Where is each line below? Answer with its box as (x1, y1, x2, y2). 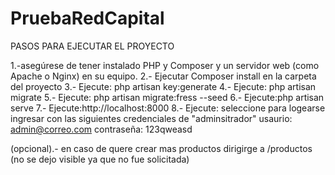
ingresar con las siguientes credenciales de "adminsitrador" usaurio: (10, 112, 293, 124)
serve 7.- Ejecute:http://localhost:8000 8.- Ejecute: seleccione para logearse (10, 102, 326, 114)
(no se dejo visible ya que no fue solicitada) (10, 153, 190, 165)
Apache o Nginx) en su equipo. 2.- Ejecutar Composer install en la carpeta (10, 70, 317, 82)
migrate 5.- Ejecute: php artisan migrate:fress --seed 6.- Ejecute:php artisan (10, 91, 325, 103)
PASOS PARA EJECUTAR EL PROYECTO (10, 40, 175, 52)
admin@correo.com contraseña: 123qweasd (10, 123, 193, 135)
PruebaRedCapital (10, 7, 165, 30)
